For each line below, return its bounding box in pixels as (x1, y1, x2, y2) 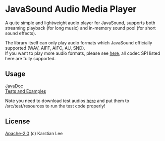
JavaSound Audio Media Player (5, 3, 137, 15)
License (5, 117, 30, 126)
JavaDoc (5, 83, 23, 89)
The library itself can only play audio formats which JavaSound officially (5, 39, 153, 45)
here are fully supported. (5, 55, 56, 61)
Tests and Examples (5, 88, 46, 94)
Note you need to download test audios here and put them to (5, 98, 130, 104)
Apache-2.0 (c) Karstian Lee (5, 130, 63, 136)
